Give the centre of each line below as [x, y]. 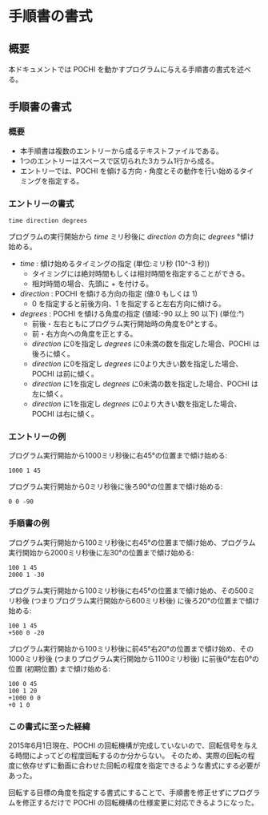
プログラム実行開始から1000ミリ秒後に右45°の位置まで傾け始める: [118, 456]
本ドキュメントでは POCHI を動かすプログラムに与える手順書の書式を [123, 69]
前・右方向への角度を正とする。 [84, 333]
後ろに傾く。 [53, 353]
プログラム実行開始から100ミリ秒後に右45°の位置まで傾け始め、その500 [128, 591]
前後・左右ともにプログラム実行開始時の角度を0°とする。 [126, 323]
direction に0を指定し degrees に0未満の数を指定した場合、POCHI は [146, 343]
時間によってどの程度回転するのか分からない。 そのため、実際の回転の [131, 755]
